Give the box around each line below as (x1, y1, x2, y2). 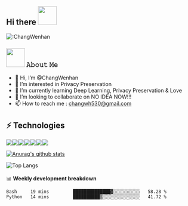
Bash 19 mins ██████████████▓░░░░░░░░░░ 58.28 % (6, 189, 167, 195)
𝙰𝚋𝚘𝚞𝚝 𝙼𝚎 (26, 60, 58, 69)
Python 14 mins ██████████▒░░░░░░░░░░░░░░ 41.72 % (6, 193, 167, 200)
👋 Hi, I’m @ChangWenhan (14, 74, 79, 81)
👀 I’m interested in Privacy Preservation (14, 81, 112, 88)
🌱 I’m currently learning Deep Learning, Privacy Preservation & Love (14, 87, 182, 94)
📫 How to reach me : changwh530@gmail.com (14, 100, 132, 107)
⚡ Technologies (6, 120, 65, 130)
